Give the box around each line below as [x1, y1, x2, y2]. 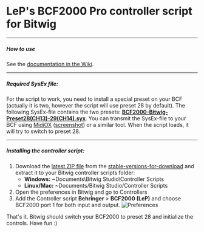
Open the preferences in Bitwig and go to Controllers [15, 188, 148, 196]
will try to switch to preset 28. [6, 128, 81, 135]
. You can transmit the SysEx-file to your [85, 114, 186, 122]
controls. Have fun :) [6, 219, 58, 227]
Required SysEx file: [6, 80, 59, 87]
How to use [6, 45, 35, 52]
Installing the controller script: [6, 147, 85, 154]
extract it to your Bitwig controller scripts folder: [15, 169, 135, 176]
